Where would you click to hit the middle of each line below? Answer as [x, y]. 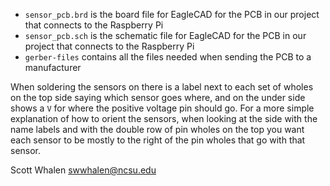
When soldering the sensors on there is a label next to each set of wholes [162, 87]
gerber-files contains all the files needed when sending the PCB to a [168, 57]
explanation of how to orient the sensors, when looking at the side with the [164, 118]
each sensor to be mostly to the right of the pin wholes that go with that [158, 140]
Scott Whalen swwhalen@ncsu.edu [83, 170]
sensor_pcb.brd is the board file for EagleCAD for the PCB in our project [172, 14]
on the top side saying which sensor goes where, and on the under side [158, 97]
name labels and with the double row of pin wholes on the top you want [157, 129]
